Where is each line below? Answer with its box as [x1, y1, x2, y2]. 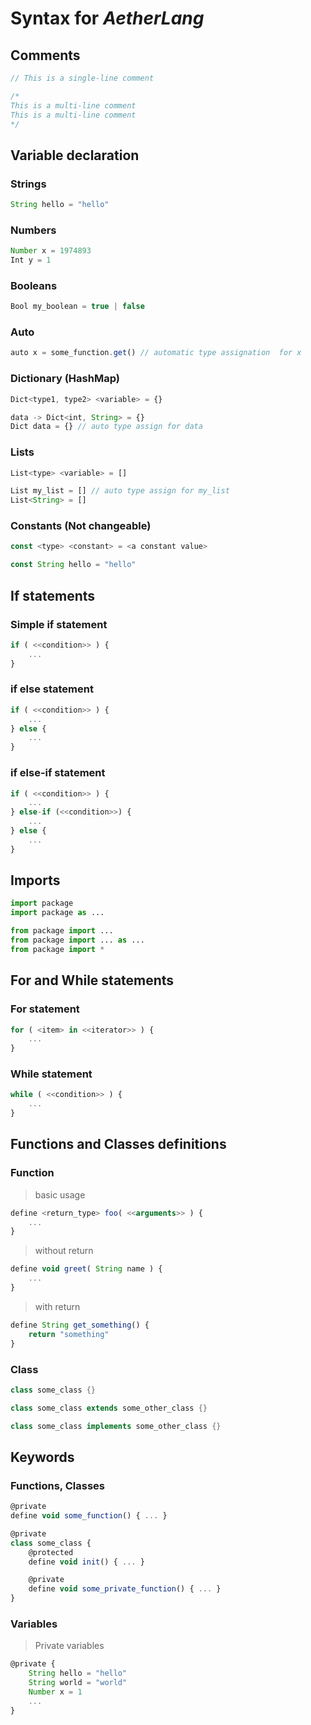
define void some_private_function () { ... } [28, 1584, 222, 1594]
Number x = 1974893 [10, 246, 92, 256]
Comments [10, 47, 81, 64]
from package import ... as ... [10, 935, 145, 946]
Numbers [10, 223, 57, 237]
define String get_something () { [10, 1320, 150, 1330]
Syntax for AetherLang [10, 7, 205, 30]
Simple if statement [10, 617, 108, 631]
